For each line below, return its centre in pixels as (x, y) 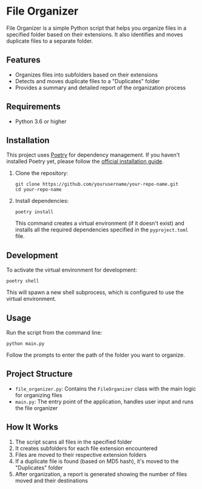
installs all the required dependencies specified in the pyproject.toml (102, 230)
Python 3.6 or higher (41, 121)
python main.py (25, 344)
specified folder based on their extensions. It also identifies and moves (95, 34)
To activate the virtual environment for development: (72, 270)
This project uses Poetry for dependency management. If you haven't (93, 155)
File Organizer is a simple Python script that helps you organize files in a (96, 28)
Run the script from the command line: (54, 333)
